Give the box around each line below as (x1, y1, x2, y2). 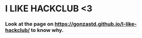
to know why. (31, 27, 64, 34)
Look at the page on (5, 21, 54, 28)
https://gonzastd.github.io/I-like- (54, 21, 137, 28)
